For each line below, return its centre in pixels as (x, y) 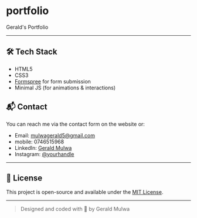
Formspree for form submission (52, 81)
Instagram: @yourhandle (44, 154)
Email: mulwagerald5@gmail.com (55, 135)
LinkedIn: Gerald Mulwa (43, 147)
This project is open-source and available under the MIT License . (85, 192)
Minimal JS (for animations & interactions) (65, 88)
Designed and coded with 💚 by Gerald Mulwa (75, 209)
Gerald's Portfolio (27, 27)
